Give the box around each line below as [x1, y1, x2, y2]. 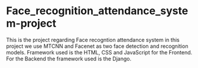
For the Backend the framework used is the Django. [6, 55, 132, 62]
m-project [6, 17, 57, 30]
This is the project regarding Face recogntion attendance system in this [6, 36, 180, 43]
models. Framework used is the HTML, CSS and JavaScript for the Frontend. [6, 48, 193, 56]
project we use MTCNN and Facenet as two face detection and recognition [6, 43, 189, 50]
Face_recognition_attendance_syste [6, 4, 189, 18]
